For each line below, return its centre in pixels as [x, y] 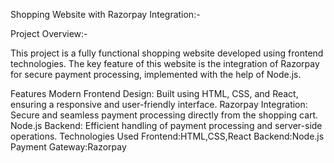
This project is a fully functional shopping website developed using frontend [167, 53]
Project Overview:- [49, 33]
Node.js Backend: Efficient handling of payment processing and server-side [166, 125]
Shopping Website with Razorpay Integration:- [105, 14]
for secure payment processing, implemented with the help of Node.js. [156, 74]
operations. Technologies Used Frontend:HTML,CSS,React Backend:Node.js [167, 136]
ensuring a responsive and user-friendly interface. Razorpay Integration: [159, 104]
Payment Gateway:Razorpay [68, 147]
